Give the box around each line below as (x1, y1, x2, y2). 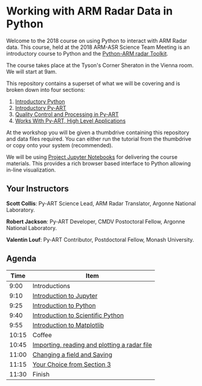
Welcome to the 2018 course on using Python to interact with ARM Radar (6, 37, 188, 44)
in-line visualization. (6, 166, 56, 173)
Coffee (32, 330, 52, 339)
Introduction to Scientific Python (32, 311, 124, 320)
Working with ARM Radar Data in (6, 4, 173, 18)
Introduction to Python (32, 301, 96, 309)
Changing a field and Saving (32, 350, 113, 359)
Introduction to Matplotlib (32, 321, 104, 329)
